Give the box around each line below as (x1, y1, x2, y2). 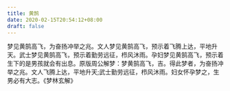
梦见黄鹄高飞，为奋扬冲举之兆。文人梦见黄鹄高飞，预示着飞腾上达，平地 (7, 42, 211, 51)
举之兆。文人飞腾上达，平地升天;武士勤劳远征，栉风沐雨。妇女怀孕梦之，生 (7, 68, 220, 76)
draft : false (7, 23, 45, 29)
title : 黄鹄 (7, 10, 39, 17)
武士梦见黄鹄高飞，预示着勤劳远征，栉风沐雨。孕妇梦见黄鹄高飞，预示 (19, 51, 218, 59)
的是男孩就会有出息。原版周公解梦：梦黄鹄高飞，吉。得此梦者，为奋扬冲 (19, 60, 224, 68)
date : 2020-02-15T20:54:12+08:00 (7, 16, 103, 23)
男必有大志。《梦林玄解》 (7, 77, 77, 85)
